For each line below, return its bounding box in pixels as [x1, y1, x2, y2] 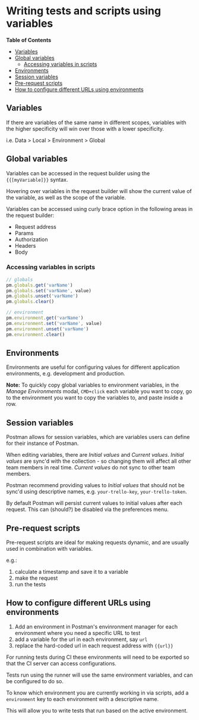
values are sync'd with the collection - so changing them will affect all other [6, 457, 191, 465]
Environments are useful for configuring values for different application [6, 364, 180, 371]
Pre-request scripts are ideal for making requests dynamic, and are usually [6, 539, 189, 546]
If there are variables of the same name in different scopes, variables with [6, 119, 187, 126]
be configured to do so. [6, 677, 64, 684]
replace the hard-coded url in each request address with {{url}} [14, 642, 173, 649]
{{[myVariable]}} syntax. [6, 176, 68, 183]
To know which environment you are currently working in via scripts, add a [6, 689, 189, 696]
